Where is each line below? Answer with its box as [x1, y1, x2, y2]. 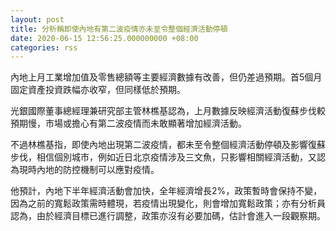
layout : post [10, 14, 65, 25]
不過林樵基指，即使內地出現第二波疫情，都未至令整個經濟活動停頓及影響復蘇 [10, 139, 326, 151]
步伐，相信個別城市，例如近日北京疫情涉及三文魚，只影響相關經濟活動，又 [10, 151, 317, 163]
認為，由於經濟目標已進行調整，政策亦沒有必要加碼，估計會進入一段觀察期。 [10, 210, 326, 222]
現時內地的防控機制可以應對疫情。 [18, 164, 160, 176]
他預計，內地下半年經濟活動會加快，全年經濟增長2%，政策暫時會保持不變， [10, 185, 323, 197]
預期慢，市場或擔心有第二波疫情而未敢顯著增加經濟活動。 [10, 117, 247, 130]
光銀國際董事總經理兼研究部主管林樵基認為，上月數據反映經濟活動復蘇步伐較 [10, 105, 326, 117]
